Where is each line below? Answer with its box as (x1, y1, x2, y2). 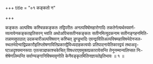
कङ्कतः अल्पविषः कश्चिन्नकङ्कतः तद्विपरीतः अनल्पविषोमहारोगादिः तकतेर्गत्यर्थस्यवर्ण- (5, 25, 136, 30)
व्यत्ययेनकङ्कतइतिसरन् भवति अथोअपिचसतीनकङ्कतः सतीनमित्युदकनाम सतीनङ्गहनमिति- (5, 30, 148, 36)
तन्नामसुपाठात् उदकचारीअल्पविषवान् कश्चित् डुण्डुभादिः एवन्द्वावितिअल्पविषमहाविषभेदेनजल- (5, 36, 142, 42)
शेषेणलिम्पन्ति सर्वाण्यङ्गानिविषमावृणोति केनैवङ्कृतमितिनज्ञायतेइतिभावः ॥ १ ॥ (5, 53, 124, 59)
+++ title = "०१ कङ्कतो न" (5, 5, 56, 11)
